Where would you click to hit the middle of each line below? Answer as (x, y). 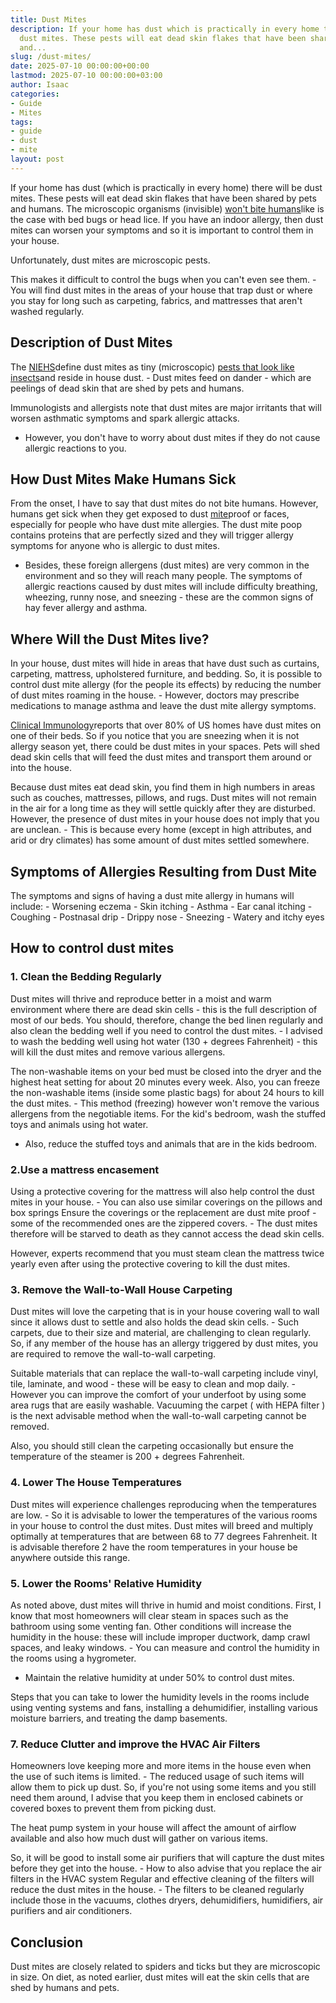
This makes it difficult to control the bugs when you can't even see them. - (163, 279)
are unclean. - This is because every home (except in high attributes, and (161, 830)
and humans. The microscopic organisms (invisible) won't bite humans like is (167, 208)
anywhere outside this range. (70, 1557)
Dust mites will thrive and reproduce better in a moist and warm (141, 998)
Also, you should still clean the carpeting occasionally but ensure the (152, 1446)
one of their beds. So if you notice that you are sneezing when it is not (155, 736)
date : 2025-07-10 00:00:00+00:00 (80, 66)
